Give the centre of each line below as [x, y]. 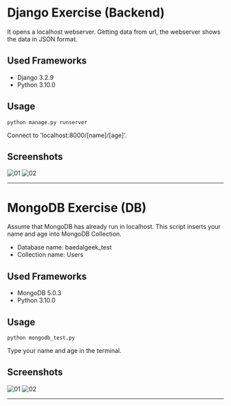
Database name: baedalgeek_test [64, 247]
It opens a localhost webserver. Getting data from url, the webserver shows [114, 32]
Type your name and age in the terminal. [64, 350]
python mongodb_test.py [41, 338]
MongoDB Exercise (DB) [77, 207]
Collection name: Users [50, 255]
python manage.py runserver [47, 122]
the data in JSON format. [42, 39]
